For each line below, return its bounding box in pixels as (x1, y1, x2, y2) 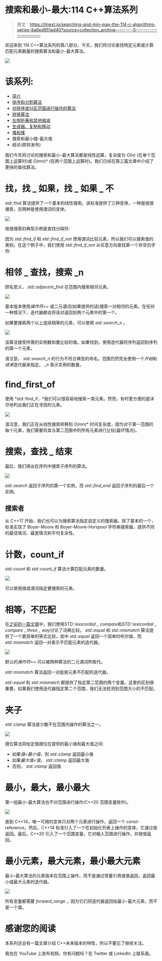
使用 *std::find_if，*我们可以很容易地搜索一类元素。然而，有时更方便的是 (5, 396, 150, 402)
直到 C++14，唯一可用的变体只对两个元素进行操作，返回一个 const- (5, 819, 140, 824)
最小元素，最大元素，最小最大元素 (5, 856, 141, 867)
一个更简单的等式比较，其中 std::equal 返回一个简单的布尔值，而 (13, 633, 142, 639)
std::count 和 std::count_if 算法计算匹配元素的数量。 (5, 566, 109, 572)
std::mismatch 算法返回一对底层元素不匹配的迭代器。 (5, 669, 111, 675)
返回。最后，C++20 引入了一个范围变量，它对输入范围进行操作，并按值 (5, 831, 147, 837)
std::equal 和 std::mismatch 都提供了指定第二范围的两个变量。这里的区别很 (5, 680, 154, 685)
